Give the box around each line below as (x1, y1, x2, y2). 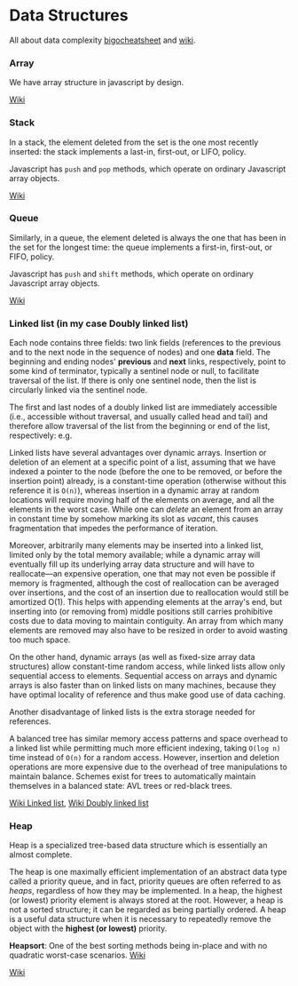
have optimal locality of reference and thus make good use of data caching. (9, 689, 286, 700)
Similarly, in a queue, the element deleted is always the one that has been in (9, 232, 286, 243)
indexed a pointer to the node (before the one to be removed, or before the (9, 466, 283, 477)
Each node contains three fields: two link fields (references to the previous (9, 338, 281, 348)
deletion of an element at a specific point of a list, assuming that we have (9, 457, 277, 467)
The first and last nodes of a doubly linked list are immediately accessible (9, 402, 278, 413)
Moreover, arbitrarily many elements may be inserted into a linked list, (9, 540, 264, 551)
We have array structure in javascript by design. (9, 77, 184, 88)
